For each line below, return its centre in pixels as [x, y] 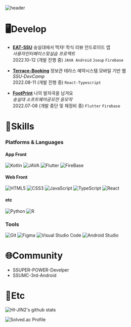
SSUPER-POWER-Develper [41, 270]
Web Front [16, 177]
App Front [16, 154]
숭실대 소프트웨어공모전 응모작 [42, 99]
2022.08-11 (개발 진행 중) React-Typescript [57, 82]
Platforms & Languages [34, 143]
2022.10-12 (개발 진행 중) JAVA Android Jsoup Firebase [68, 60]
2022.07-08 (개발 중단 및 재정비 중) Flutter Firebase [66, 106]
